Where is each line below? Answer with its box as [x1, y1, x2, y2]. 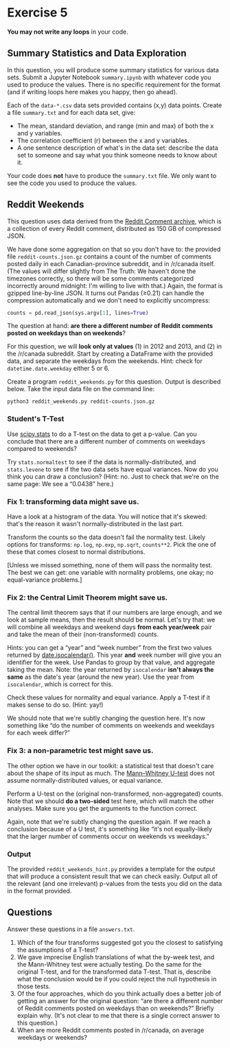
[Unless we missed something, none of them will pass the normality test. [7, 561, 213, 569]
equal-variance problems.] [7, 576, 82, 584]
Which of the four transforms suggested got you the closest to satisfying [16, 938, 223, 946]
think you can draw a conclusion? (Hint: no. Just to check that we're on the [7, 472, 220, 481]
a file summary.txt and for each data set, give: [7, 108, 136, 116]
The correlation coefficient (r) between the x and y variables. [16, 136, 189, 144]
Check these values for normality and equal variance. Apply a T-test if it [7, 693, 211, 702]
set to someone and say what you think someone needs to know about [16, 151, 218, 159]
